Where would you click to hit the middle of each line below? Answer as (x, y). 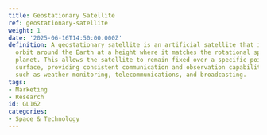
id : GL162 (25, 104)
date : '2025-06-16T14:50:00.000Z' (66, 38)
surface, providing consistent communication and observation (120, 67)
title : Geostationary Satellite (62, 15)
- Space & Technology (44, 119)
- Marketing (28, 89)
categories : (28, 112)
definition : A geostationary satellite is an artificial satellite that (131, 45)
